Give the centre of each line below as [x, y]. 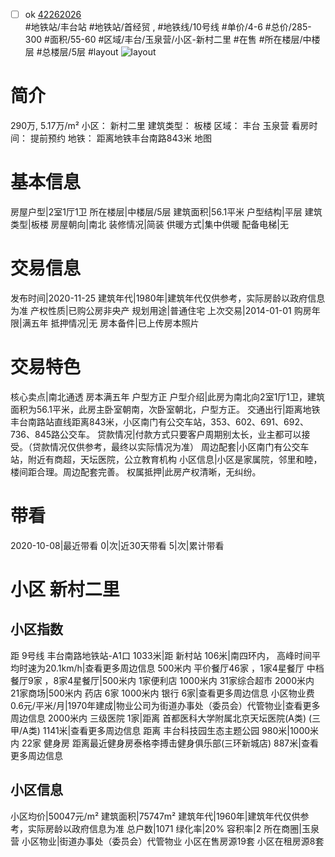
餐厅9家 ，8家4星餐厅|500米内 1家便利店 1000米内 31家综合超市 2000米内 [162, 680]
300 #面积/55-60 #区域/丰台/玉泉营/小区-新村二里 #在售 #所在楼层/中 [168, 40]
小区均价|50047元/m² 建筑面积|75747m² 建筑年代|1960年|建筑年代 [146, 816]
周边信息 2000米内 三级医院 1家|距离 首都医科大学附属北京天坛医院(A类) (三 [166, 718]
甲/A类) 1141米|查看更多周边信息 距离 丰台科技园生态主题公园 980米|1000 [160, 730]
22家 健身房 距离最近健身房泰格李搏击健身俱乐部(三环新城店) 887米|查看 [170, 743]
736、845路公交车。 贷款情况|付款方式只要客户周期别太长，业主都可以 [156, 434]
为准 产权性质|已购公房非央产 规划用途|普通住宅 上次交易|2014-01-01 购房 [161, 310]
